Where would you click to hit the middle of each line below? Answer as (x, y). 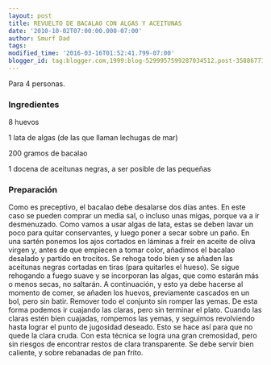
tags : (17, 46)
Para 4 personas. (37, 83)
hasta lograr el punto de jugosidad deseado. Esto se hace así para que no (131, 327)
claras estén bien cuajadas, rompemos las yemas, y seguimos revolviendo (132, 318)
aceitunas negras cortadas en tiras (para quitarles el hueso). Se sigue (124, 268)
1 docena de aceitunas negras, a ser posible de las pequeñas (110, 169)
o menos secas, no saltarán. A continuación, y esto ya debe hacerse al (126, 284)
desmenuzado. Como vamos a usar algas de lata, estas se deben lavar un (131, 224)
